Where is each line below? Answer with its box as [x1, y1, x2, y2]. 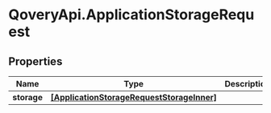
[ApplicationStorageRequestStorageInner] [50, 92, 217, 103]
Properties [8, 54, 63, 68]
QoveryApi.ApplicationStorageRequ [8, 6, 255, 24]
